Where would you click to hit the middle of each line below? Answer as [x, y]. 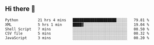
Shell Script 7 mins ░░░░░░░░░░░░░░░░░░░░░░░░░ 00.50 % [77, 29]
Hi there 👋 [20, 9]
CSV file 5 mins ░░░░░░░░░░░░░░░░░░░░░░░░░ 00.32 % [77, 34]
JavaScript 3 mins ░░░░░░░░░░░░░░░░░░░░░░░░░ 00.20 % [77, 38]
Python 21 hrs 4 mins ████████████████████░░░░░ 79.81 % [77, 20]
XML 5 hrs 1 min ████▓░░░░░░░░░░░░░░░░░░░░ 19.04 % [77, 25]
